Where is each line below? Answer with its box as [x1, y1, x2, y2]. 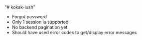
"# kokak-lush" [4, 4, 35, 10]
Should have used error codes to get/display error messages [11, 30, 137, 35]
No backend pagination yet [11, 24, 68, 30]
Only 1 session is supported [11, 19, 69, 25]
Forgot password [11, 14, 47, 19]
